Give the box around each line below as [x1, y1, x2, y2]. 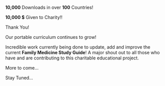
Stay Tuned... [5, 75, 33, 81]
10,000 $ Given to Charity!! [5, 14, 63, 20]
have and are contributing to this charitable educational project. [5, 55, 139, 61]
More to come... [5, 65, 39, 71]
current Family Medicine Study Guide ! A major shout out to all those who [5, 50, 160, 55]
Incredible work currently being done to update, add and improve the [5, 44, 151, 50]
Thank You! [5, 24, 30, 30]
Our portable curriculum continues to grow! [5, 34, 97, 40]
